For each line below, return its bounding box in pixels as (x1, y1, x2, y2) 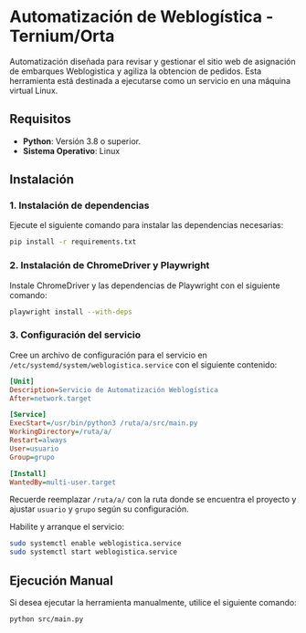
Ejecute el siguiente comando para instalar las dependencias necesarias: (9, 220, 284, 231)
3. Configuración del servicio (9, 328, 142, 341)
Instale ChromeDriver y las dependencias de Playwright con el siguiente (9, 280, 280, 291)
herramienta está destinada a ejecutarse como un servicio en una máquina (9, 75, 290, 86)
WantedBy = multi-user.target (9, 477, 117, 487)
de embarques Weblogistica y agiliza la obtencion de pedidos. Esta (9, 66, 262, 77)
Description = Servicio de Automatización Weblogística (9, 385, 219, 394)
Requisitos (9, 111, 71, 127)
